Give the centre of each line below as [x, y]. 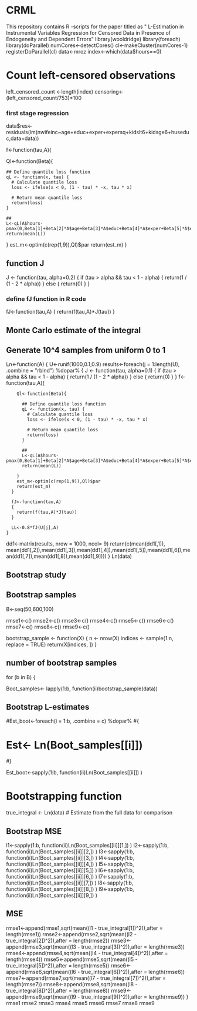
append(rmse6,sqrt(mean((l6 [41, 972]
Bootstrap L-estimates [48, 707]
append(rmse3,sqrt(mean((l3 [41, 947]
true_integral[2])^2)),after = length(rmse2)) [58, 940]
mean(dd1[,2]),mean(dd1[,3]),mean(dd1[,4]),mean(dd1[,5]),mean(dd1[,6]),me [98, 550]
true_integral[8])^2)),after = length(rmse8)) [58, 990]
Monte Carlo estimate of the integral [74, 330]
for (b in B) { [21, 677]
